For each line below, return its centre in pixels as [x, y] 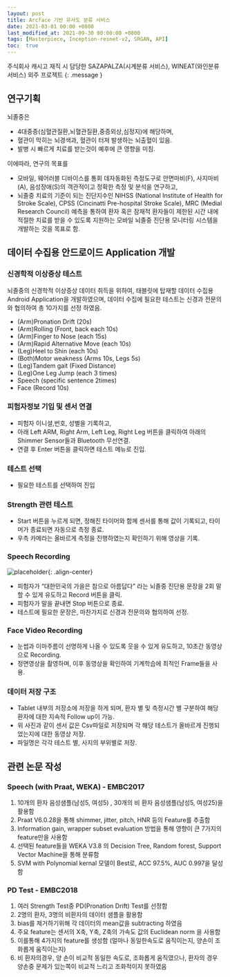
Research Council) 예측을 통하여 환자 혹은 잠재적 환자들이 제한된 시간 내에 [118, 211]
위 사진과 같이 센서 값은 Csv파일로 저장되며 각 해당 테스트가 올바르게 [109, 725]
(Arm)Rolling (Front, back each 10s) [68, 328]
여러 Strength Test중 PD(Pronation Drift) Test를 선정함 [92, 906]
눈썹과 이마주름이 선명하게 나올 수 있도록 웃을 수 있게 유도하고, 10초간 [111, 646]
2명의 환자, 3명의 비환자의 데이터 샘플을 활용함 [80, 915]
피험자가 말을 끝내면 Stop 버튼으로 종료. [71, 603]
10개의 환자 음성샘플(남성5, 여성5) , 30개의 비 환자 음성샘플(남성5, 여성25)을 [120, 802]
